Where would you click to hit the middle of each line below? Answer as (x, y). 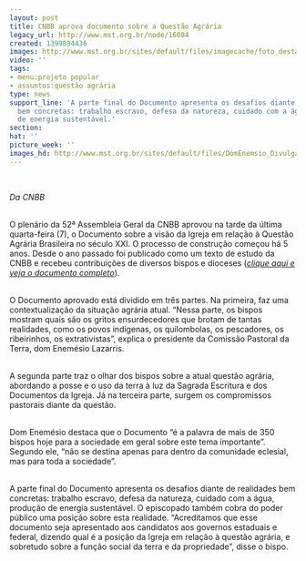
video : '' (28, 60)
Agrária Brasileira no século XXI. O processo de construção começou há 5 (149, 243)
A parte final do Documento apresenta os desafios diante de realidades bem (153, 488)
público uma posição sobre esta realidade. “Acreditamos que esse (133, 517)
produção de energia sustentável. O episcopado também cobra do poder (147, 507)
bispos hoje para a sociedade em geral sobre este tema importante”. (138, 442)
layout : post (34, 18)
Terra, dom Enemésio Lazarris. (67, 348)
